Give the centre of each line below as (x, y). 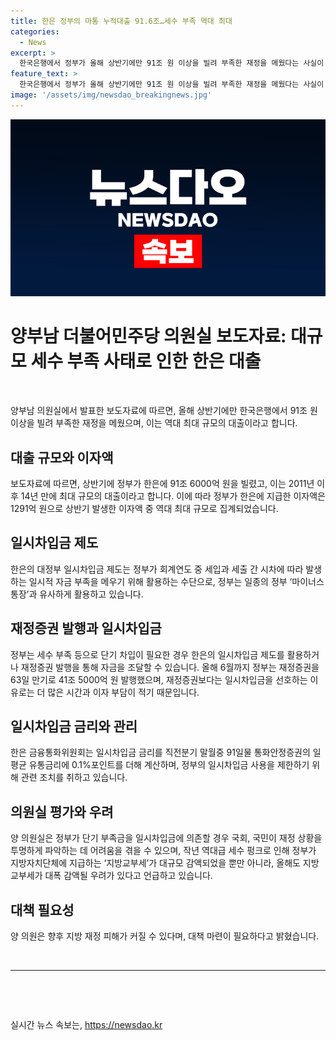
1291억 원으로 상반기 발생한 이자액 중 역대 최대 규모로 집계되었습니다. (144, 508)
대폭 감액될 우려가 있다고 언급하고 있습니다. (128, 876)
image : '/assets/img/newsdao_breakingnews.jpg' (111, 95)
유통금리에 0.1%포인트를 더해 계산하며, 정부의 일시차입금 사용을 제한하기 (169, 765)
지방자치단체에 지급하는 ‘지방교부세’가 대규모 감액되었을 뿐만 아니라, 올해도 (155, 863)
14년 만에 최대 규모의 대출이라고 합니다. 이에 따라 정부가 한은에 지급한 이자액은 (173, 496)
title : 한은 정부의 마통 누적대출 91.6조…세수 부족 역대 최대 (121, 21)
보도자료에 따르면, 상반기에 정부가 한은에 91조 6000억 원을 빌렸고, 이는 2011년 (162, 483)
